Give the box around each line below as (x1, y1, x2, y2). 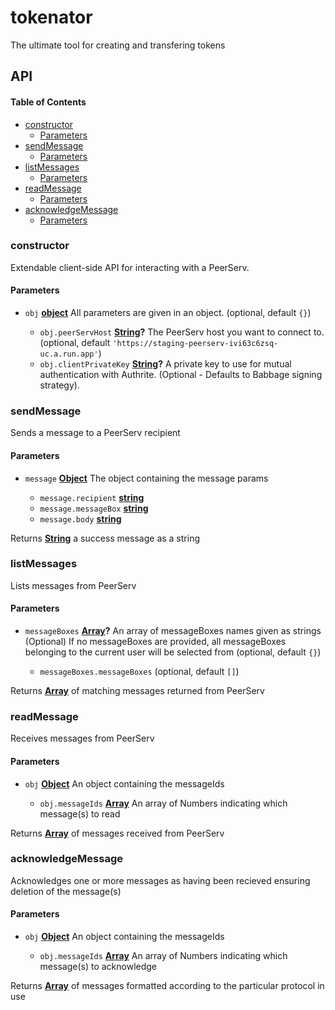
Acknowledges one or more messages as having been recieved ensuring (10, 874, 311, 886)
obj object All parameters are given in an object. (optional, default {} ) (24, 307, 312, 319)
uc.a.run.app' (39, 349, 99, 360)
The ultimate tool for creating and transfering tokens (10, 39, 226, 51)
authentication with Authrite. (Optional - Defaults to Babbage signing (39, 369, 323, 381)
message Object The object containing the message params (24, 472, 269, 484)
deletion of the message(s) (10, 885, 122, 897)
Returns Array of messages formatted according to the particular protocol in (10, 980, 325, 992)
